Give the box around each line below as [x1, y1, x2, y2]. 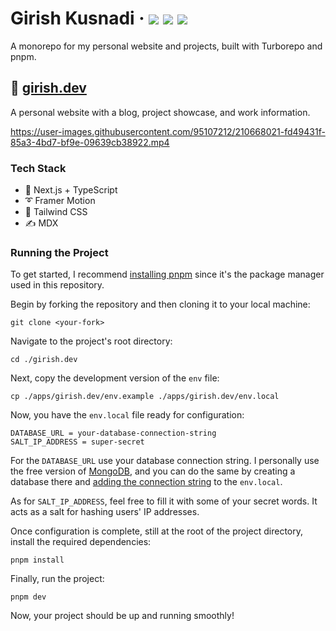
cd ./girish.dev [10, 355, 78, 365]
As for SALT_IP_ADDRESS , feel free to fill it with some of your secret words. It [10, 495, 318, 507]
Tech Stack [10, 161, 67, 175]
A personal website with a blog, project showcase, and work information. [10, 106, 311, 118]
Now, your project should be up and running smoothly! [10, 610, 235, 622]
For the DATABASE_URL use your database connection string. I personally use [10, 455, 320, 467]
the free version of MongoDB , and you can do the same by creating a [10, 465, 296, 477]
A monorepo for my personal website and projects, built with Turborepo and [10, 40, 323, 52]
